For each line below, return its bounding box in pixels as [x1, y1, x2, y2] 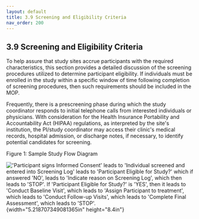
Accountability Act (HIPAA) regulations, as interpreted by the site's [6, 120, 170, 127]
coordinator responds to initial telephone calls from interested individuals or [6, 107, 192, 114]
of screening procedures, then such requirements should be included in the [6, 83, 192, 90]
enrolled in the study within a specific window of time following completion [6, 77, 189, 84]
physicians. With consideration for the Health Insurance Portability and [6, 114, 180, 121]
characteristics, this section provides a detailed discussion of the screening [6, 64, 192, 71]
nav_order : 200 [6, 20, 44, 26]
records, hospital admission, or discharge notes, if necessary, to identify [6, 132, 184, 140]
